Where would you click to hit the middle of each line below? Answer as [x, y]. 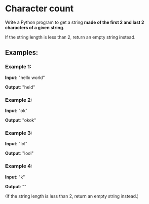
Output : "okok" [20, 120]
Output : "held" [20, 87]
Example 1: [18, 67]
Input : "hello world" [25, 78]
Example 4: [19, 166]
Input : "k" [15, 177]
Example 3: [19, 133]
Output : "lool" [19, 153]
